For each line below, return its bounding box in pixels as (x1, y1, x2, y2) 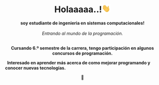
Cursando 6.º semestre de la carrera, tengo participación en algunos (11, 45, 154, 51)
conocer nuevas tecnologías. (5, 65, 66, 71)
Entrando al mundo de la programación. (42, 31, 123, 37)
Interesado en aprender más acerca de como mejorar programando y (7, 60, 151, 66)
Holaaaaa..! (54, 4, 102, 15)
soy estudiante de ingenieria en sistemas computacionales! (20, 20, 145, 26)
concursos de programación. (52, 50, 113, 56)
